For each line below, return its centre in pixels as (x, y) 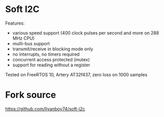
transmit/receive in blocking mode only (53, 49)
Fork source (31, 95)
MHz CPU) (24, 38)
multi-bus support (31, 43)
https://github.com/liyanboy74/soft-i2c (45, 108)
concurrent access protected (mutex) (51, 59)
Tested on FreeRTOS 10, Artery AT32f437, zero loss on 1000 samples (76, 74)
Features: (15, 23)
